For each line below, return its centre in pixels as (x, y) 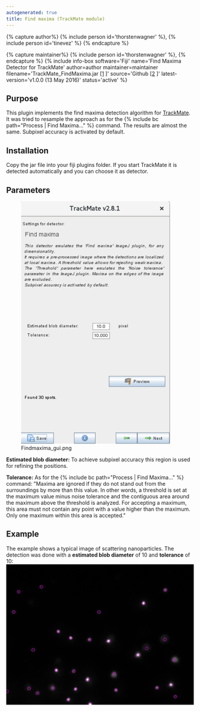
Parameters (28, 190)
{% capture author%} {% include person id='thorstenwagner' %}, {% (91, 36)
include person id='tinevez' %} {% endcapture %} (68, 43)
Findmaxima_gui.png (46, 448)
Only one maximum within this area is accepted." (66, 515)
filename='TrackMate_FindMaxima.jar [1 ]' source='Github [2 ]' (83, 73)
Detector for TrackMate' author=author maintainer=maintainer (82, 67)
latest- (169, 73)
